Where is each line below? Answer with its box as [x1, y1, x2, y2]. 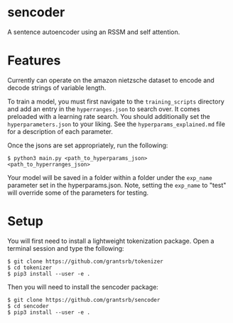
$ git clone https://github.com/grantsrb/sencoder [7, 296, 161, 303]
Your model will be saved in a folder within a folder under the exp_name [7, 173, 212, 181]
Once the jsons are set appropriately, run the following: [7, 141, 168, 149]
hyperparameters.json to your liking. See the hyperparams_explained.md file [7, 120, 226, 128]
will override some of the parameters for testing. [7, 188, 149, 197]
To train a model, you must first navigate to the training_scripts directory [7, 97, 225, 106]
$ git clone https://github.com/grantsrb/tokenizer [7, 258, 163, 265]
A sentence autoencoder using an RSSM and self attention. [7, 28, 180, 36]
